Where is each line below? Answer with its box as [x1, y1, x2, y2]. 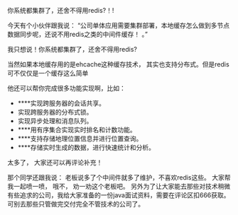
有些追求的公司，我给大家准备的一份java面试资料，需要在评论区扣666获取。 [7, 191, 230, 199]
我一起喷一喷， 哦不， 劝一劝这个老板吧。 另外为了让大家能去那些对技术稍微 [7, 182, 231, 190]
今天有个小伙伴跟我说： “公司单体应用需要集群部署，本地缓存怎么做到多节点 [7, 21, 230, 30]
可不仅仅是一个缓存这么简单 [7, 69, 89, 77]
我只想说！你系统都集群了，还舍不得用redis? [7, 45, 137, 53]
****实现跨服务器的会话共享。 [17, 99, 105, 107]
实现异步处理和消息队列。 [17, 117, 93, 125]
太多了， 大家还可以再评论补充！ [7, 158, 103, 166]
